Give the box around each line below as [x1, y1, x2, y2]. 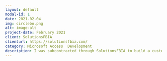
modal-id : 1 [5, 12, 30, 17]
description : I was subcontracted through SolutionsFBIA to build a [5, 48, 150, 53]
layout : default [5, 7, 39, 12]
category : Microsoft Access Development [5, 44, 92, 49]
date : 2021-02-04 [5, 16, 41, 21]
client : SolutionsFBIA [5, 35, 52, 40]
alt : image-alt [5, 26, 37, 30]
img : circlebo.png [5, 21, 43, 26]
